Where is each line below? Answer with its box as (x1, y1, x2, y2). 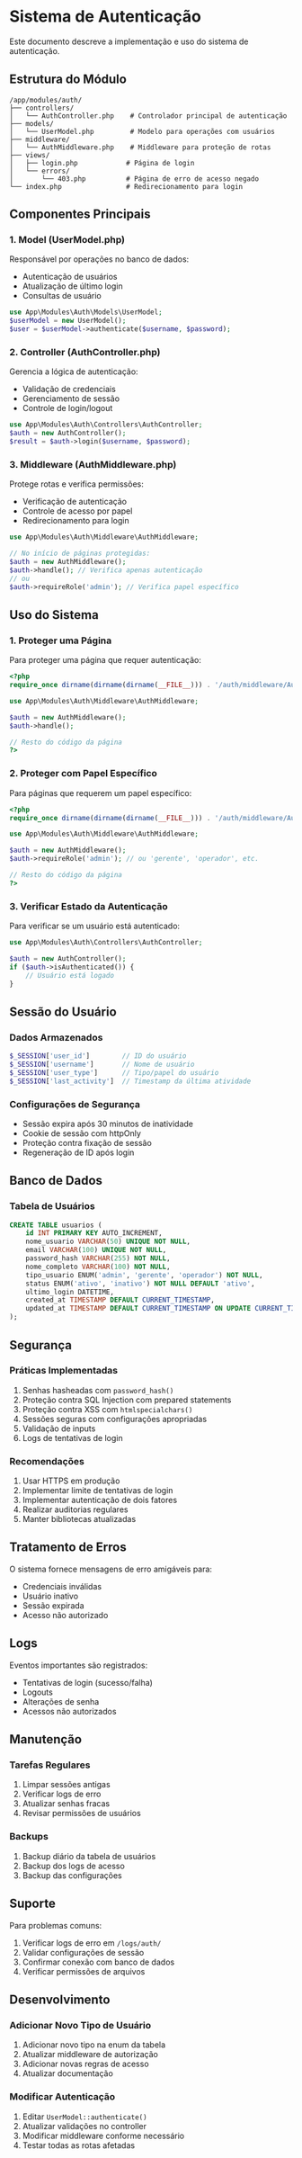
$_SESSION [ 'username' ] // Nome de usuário (9, 1060, 195, 1069)
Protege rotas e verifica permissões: (9, 479, 144, 489)
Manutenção (9, 1732, 83, 1747)
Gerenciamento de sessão (22, 393, 120, 404)
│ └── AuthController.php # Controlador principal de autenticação (9, 111, 288, 121)
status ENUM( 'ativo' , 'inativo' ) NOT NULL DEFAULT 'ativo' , (25, 1279, 255, 1288)
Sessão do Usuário (9, 1004, 117, 1019)
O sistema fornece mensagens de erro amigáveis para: (9, 1563, 213, 1574)
